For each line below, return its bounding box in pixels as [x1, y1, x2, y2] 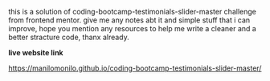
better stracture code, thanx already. [8, 32, 130, 42]
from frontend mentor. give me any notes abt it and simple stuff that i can [8, 15, 251, 25]
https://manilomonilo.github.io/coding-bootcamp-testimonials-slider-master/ [8, 63, 262, 73]
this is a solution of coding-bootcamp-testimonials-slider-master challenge [8, 7, 257, 16]
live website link [8, 48, 63, 57]
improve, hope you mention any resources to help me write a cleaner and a [8, 24, 257, 33]
